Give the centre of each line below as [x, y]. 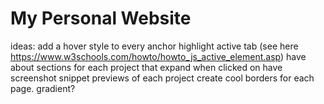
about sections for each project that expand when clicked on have [146, 67]
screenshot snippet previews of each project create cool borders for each [162, 78]
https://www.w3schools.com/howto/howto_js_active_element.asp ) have [158, 56]
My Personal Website [101, 18]
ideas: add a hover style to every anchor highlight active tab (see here [154, 46]
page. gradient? [43, 88]
